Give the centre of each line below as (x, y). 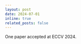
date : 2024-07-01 (22, 14)
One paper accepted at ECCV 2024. (41, 37)
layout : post (18, 9)
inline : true (18, 18)
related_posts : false (27, 23)
